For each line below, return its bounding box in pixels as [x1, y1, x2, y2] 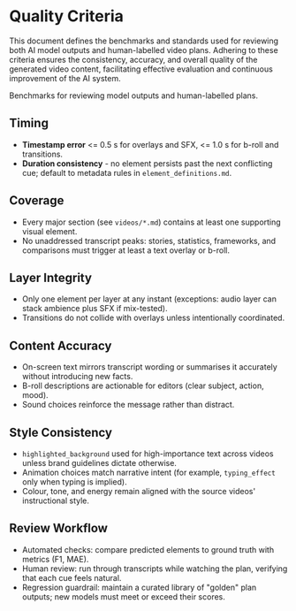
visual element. [21, 225, 78, 236]
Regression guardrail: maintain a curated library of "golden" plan [21, 582, 257, 592]
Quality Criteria [9, 6, 124, 27]
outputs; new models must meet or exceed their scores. [21, 591, 225, 602]
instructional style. [21, 495, 90, 506]
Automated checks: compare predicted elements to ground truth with [21, 544, 275, 554]
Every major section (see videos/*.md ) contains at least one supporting [21, 217, 281, 227]
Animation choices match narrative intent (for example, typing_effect [21, 467, 276, 477]
